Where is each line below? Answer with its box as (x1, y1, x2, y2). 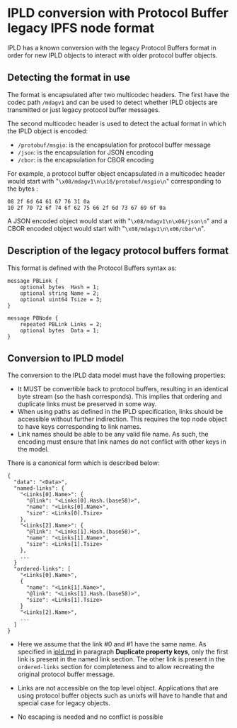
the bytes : (7, 184, 39, 193)
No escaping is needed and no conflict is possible (17, 712, 163, 721)
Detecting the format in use (7, 72, 131, 84)
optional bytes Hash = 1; (20, 284, 100, 291)
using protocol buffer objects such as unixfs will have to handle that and (17, 691, 228, 700)
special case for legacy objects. (17, 699, 111, 707)
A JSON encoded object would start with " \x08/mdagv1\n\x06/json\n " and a (7, 216, 228, 225)
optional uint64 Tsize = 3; (20, 296, 103, 303)
